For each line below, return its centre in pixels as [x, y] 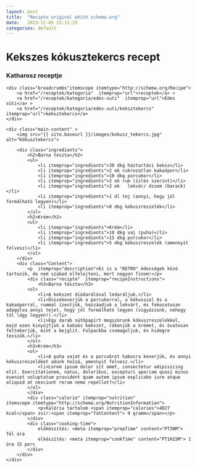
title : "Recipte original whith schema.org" [63, 17]
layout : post [22, 12]
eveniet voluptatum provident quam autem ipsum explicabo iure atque [93, 377]
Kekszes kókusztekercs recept [83, 57]
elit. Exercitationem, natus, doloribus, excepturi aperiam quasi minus [97, 372]
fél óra [16, 434]
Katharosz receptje [34, 76]
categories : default [32, 28]
